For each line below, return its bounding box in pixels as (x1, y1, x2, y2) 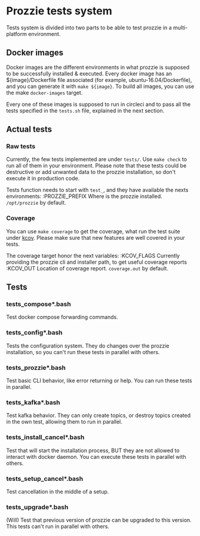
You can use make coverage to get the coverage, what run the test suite (6, 227, 180, 234)
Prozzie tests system (6, 4, 112, 18)
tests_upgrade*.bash (6, 502, 69, 511)
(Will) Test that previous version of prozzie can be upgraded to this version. (6, 516, 192, 524)
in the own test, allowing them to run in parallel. (6, 418, 122, 425)
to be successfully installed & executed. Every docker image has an (6, 70, 172, 77)
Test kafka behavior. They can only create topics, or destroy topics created (6, 412, 191, 419)
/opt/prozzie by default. (6, 199, 66, 206)
